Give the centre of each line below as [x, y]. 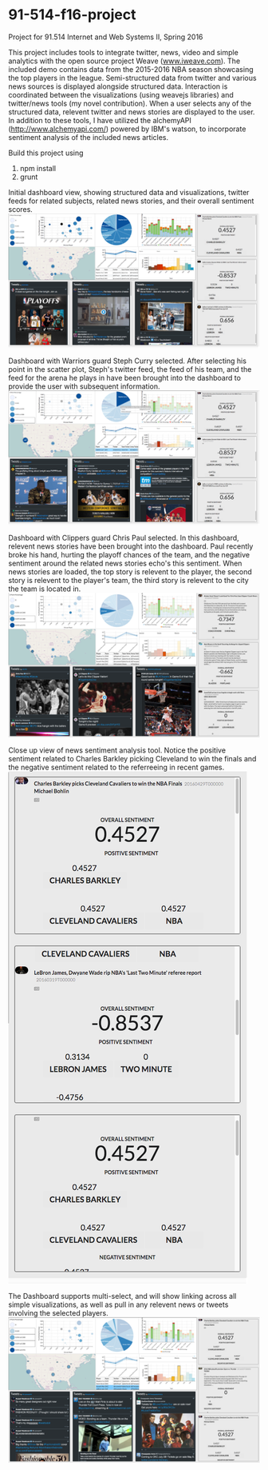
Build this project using [46, 153]
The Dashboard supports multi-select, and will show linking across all [122, 1296]
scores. [21, 209]
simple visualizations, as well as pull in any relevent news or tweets [118, 1304]
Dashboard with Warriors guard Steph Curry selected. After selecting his [128, 361]
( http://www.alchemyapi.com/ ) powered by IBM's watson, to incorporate [127, 129]
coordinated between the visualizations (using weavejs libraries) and [121, 94]
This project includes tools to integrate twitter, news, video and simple [124, 52]
